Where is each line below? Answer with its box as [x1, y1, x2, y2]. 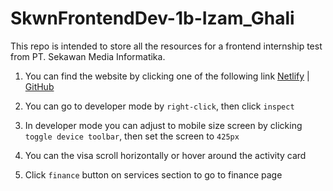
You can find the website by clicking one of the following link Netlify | [24, 70, 310, 82]
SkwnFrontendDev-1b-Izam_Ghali [10, 7, 295, 30]
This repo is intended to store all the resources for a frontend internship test [10, 40, 323, 52]
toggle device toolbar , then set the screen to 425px [24, 130, 240, 142]
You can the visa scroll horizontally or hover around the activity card [24, 149, 307, 161]
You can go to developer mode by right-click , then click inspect [24, 100, 295, 112]
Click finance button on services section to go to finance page [24, 168, 283, 181]
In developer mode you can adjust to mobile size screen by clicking [24, 119, 303, 131]
